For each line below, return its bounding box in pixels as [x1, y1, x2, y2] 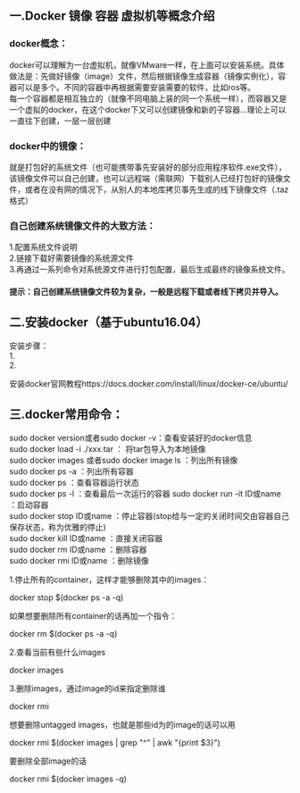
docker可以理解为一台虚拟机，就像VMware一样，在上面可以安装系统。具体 [9, 59, 285, 70]
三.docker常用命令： [9, 407, 124, 422]
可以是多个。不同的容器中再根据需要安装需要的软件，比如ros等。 [16, 81, 256, 92]
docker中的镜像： [9, 139, 87, 152]
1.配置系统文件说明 [9, 242, 78, 253]
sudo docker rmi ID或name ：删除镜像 [9, 555, 149, 565]
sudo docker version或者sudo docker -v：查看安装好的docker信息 [9, 432, 253, 443]
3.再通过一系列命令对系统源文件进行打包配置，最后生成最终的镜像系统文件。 [9, 264, 290, 275]
